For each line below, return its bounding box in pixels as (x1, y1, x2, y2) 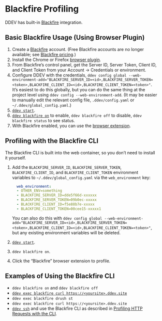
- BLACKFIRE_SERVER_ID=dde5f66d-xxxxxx (16, 193, 97, 198)
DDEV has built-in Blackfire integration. (5, 19, 83, 25)
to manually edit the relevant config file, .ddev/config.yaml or (12, 97, 134, 103)
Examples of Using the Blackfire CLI (5, 272, 115, 280)
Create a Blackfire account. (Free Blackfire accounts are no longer (12, 46, 144, 52)
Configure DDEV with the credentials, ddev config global (12, 72, 127, 78)
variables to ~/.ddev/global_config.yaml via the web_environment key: (12, 175, 151, 180)
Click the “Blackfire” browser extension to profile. (12, 258, 111, 264)
